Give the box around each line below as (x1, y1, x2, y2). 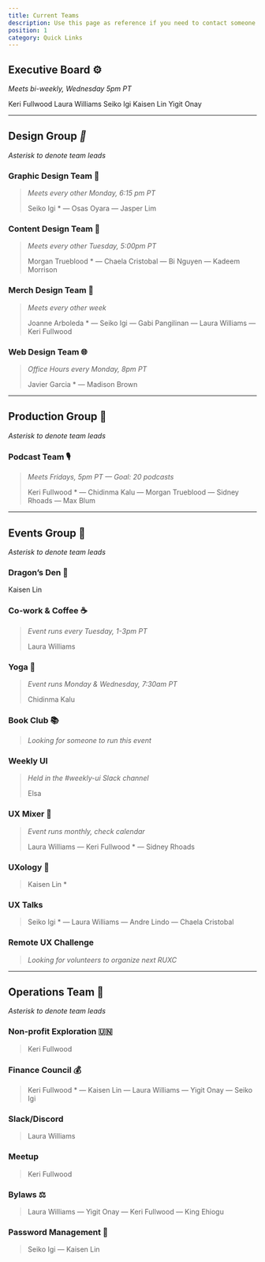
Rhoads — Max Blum (27, 496, 96, 506)
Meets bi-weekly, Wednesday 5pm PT (8, 84, 132, 93)
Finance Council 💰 (8, 1064, 81, 1075)
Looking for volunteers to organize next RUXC (27, 955, 177, 965)
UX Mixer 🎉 (8, 809, 52, 820)
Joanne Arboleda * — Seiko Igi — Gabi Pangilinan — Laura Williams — (27, 318, 256, 328)
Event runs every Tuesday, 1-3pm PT (27, 626, 147, 635)
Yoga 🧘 (8, 661, 35, 673)
